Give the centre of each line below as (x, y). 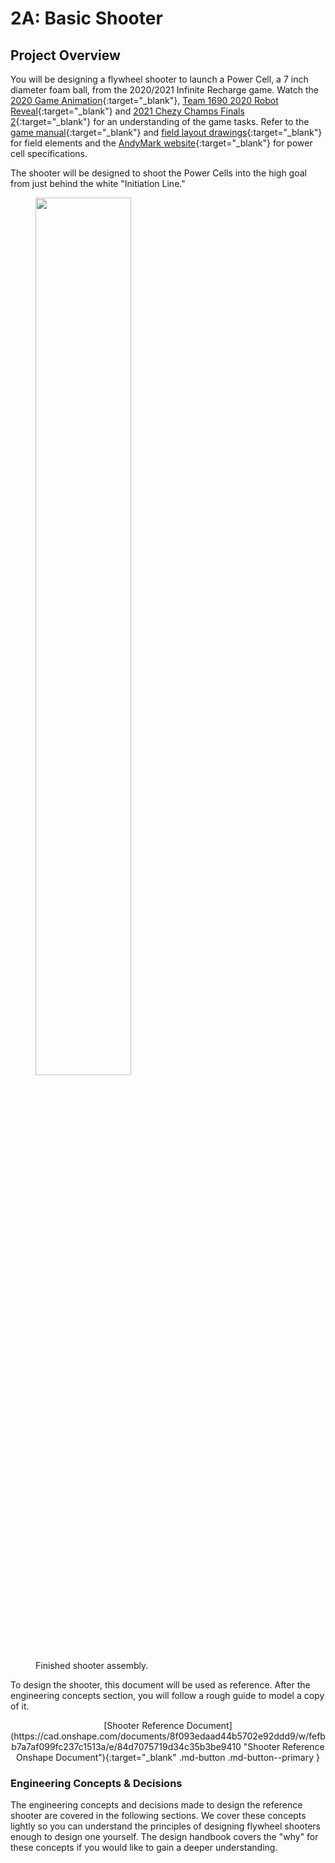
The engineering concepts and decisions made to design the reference (156, 1805)
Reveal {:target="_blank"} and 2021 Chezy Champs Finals (127, 111)
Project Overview (65, 55)
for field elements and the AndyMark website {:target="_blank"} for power (161, 143)
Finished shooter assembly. (92, 1665)
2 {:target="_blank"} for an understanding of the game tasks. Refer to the (160, 121)
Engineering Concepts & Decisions (96, 1783)
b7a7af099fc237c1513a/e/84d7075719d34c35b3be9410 (126, 1746)
